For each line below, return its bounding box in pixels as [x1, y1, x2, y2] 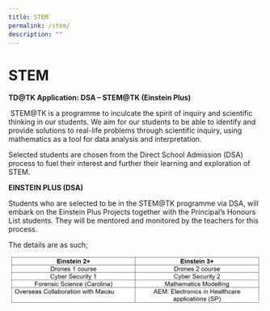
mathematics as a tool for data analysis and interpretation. [8, 134, 202, 144]
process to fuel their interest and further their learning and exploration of [8, 159, 251, 168]
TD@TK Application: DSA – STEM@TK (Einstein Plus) [8, 93, 192, 103]
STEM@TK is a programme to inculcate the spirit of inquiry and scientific [10, 109, 253, 118]
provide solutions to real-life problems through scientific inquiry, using [8, 126, 243, 135]
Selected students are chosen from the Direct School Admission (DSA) [8, 150, 244, 160]
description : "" [8, 30, 63, 38]
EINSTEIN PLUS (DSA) [8, 183, 83, 193]
